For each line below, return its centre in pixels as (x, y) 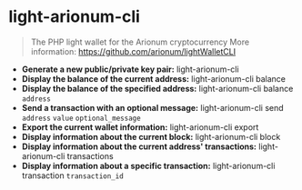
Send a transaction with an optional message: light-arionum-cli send (152, 107)
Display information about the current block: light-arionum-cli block (151, 136)
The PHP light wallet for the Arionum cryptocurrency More (140, 42)
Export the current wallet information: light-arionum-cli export (140, 127)
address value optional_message (81, 118)
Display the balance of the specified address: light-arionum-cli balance (157, 88)
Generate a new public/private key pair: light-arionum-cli (130, 69)
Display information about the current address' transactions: (139, 146)
